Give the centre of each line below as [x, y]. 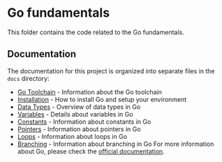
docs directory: [28, 78]
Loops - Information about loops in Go [72, 136]
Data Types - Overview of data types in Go [79, 107]
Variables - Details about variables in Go [75, 114]
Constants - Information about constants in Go [84, 121]
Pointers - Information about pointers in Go [79, 129]
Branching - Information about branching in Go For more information [116, 144]
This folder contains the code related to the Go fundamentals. [96, 32]
